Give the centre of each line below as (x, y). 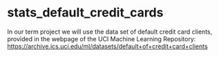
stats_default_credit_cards (85, 13)
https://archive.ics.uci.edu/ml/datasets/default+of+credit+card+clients (108, 46)
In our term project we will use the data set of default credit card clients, (110, 32)
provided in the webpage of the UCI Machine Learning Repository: (102, 38)
